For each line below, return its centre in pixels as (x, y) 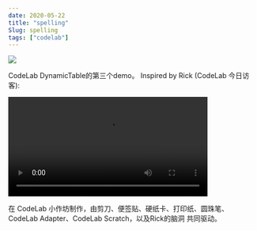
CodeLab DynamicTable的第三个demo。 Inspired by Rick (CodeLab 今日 (125, 76)
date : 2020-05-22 (37, 15)
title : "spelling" (38, 23)
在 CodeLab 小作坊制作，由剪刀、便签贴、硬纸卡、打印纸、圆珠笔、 (119, 208)
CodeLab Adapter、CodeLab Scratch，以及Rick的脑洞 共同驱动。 (115, 218)
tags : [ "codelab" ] (38, 37)
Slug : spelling (33, 30)
